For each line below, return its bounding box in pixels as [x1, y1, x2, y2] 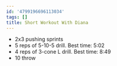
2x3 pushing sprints [14, 36, 64, 43]
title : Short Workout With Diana [6, 19, 89, 25]
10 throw [14, 54, 36, 62]
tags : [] [6, 14, 28, 20]
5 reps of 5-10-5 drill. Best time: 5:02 [14, 42, 105, 49]
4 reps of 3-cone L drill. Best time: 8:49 [14, 48, 111, 55]
